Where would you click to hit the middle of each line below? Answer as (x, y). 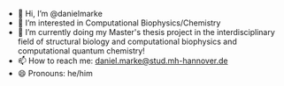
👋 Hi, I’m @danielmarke (60, 14)
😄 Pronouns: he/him (55, 73)
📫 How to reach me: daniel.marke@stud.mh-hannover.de (123, 61)
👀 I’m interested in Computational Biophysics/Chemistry (119, 23)
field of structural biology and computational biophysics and (127, 41)
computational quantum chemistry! (81, 51)
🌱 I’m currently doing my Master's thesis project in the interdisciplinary (146, 32)
